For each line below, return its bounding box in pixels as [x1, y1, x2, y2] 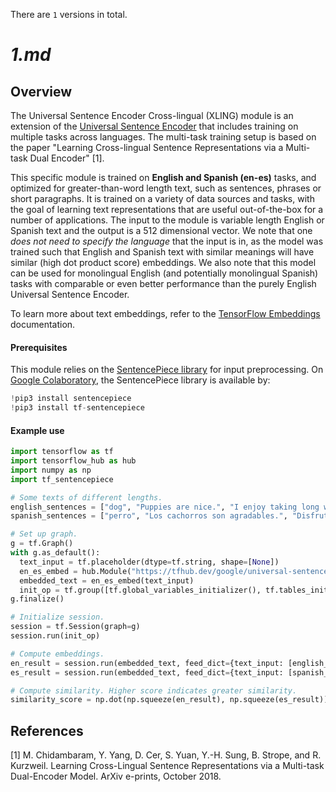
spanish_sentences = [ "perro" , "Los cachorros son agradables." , [10, 511, 288, 521]
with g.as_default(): [10, 548, 101, 558]
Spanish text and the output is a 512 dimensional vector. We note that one [10, 225, 313, 236]
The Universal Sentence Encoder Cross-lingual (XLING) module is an [10, 110, 294, 121]
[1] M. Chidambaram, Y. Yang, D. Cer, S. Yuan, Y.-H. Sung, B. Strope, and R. [10, 749, 322, 761]
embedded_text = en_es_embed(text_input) [19, 575, 195, 586]
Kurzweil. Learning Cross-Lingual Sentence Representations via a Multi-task [10, 760, 325, 772]
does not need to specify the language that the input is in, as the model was [10, 235, 324, 247]
